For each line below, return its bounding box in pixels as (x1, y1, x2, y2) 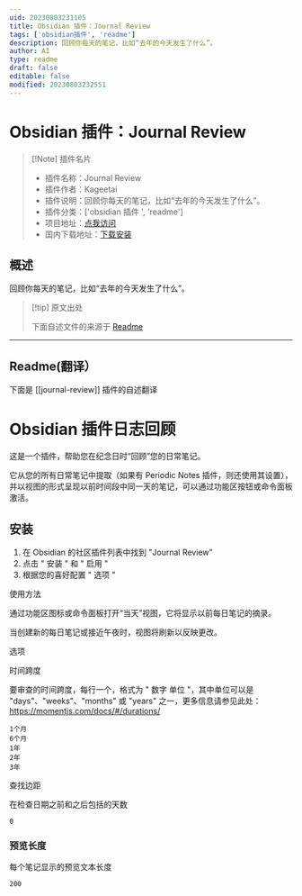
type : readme (9, 55, 58, 64)
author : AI (9, 47, 50, 56)
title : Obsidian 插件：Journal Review (9, 22, 151, 31)
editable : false (9, 72, 70, 81)
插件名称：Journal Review (44, 172, 142, 183)
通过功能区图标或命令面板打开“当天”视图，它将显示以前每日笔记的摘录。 (9, 607, 277, 618)
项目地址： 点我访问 (44, 217, 117, 228)
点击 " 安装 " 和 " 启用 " (22, 557, 109, 568)
